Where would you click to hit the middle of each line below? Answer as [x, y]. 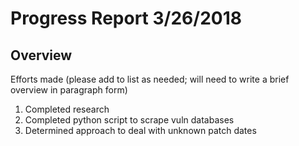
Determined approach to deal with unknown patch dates [140, 130]
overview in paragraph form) [69, 90]
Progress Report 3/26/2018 [126, 18]
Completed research [67, 109]
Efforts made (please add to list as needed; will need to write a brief [150, 79]
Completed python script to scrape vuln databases [129, 120]
